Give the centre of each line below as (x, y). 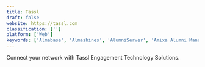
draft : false (23, 18)
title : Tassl (23, 12)
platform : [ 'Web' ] (30, 35)
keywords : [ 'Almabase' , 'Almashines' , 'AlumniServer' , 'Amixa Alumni (97, 40)
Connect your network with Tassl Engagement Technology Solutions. (93, 58)
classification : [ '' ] (34, 29)
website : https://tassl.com (42, 23)
